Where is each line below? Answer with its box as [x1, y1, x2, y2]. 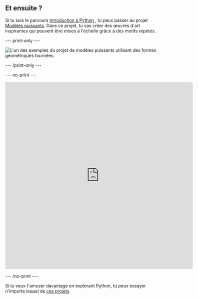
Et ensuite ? [5, 4, 42, 12]
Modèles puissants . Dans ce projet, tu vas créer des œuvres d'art [5, 22, 140, 28]
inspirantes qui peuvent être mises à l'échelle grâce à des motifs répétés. [5, 27, 156, 34]
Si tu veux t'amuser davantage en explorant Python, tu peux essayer [5, 283, 146, 289]
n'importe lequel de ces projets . [5, 288, 71, 294]
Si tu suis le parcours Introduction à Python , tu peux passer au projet [5, 17, 148, 23]
